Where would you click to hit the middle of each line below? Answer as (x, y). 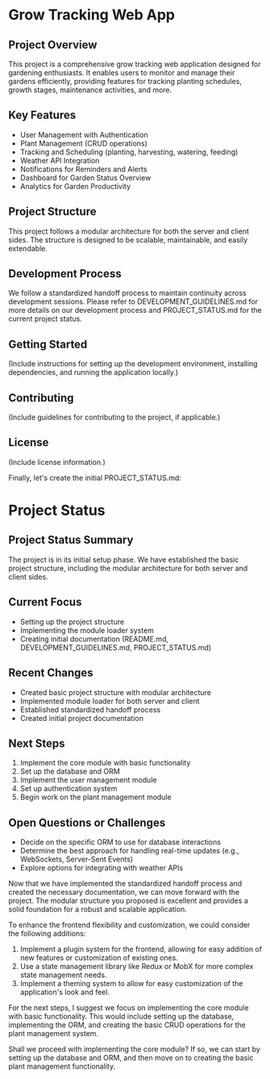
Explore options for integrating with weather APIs (102, 868)
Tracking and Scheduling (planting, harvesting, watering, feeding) (129, 152)
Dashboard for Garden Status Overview (85, 177)
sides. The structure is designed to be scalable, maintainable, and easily (128, 239)
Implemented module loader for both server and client (110, 701)
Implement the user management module (88, 780)
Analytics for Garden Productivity (75, 186)
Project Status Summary (71, 540)
